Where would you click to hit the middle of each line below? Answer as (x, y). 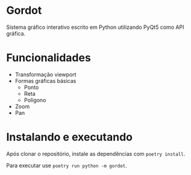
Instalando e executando (69, 137)
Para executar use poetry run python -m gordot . (67, 165)
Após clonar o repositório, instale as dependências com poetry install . (96, 153)
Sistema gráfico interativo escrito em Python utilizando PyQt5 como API (95, 27)
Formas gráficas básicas (45, 81)
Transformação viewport (45, 74)
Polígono (35, 100)
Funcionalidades (49, 58)
